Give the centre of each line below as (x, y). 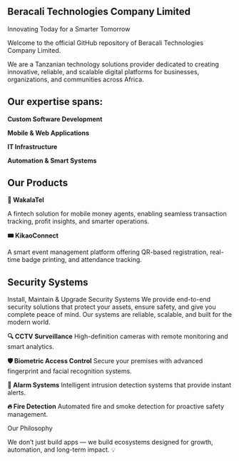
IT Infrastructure (32, 146)
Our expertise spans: (55, 102)
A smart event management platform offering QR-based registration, (108, 252)
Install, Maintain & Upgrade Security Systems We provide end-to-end (109, 300)
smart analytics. (31, 347)
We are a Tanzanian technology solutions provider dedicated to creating (113, 64)
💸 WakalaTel (26, 200)
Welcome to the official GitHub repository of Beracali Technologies (106, 43)
